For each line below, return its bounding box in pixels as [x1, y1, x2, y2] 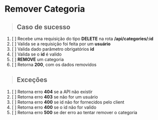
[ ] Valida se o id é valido [11, 51, 62, 57]
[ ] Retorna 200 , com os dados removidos [11, 62, 97, 67]
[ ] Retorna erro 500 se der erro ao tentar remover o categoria [11, 109, 138, 115]
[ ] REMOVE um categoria [11, 57, 64, 62]
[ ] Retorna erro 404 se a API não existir [11, 89, 93, 95]
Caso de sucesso [16, 23, 71, 31]
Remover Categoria [4, 3, 85, 15]
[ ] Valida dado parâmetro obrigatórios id [11, 46, 94, 52]
